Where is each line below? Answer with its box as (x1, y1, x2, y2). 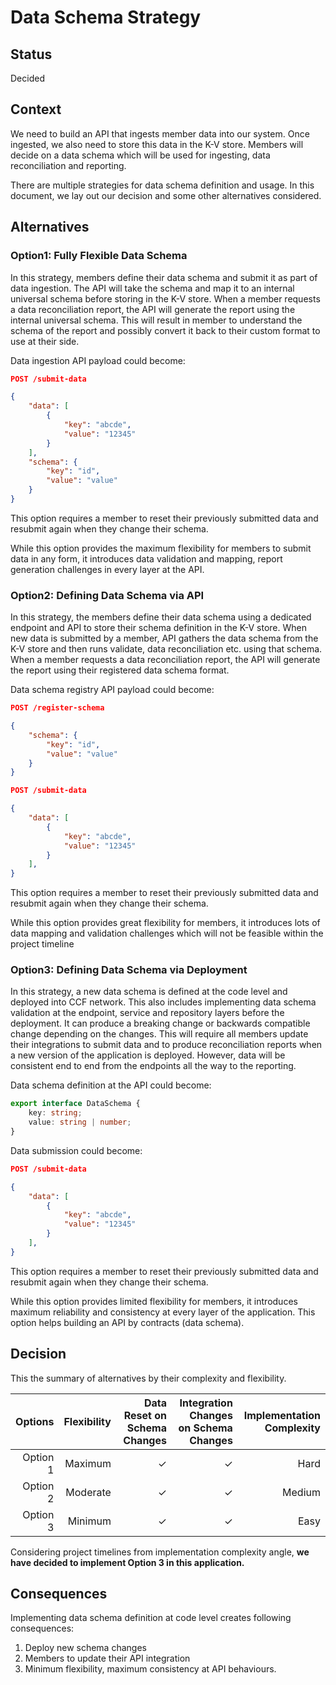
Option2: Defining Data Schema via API (10, 588, 205, 602)
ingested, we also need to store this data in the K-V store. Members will (10, 138, 304, 150)
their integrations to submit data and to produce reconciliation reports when (10, 1039, 323, 1051)
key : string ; (28, 1108, 83, 1118)
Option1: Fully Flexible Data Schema (10, 249, 188, 263)
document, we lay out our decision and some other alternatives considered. (10, 189, 322, 201)
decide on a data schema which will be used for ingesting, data (10, 149, 271, 161)
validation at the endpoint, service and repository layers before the (10, 1007, 285, 1019)
